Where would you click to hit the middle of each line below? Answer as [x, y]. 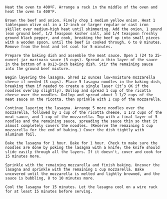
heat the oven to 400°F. [31, 12]
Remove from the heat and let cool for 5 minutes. [59, 47]
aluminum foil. [21, 134]
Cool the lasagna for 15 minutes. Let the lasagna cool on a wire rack [81, 187]
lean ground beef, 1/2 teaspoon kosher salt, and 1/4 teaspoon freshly [81, 34]
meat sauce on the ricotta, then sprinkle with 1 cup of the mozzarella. [84, 99]
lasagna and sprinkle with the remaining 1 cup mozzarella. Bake [74, 169]
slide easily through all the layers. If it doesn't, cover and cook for [84, 152]
